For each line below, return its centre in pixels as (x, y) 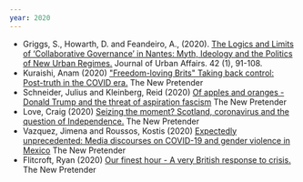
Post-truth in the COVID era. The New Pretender (113, 82)
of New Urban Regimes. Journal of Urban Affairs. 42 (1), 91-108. (142, 63)
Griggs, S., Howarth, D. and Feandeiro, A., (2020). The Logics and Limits (158, 44)
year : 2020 (30, 18)
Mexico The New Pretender (74, 150)
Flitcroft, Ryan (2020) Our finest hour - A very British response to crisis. (157, 159)
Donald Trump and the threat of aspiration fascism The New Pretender (154, 102)
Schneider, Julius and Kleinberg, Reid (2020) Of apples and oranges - (153, 92)
